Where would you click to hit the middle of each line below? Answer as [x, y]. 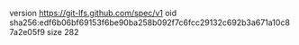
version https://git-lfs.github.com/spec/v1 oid [93, 13]
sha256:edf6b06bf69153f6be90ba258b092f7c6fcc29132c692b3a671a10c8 [150, 22]
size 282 [63, 32]
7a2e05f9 [27, 32]
